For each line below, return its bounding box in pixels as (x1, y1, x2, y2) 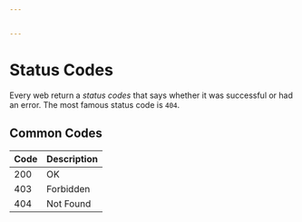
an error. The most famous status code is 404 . (9, 99, 180, 110)
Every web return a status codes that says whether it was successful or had (9, 90, 293, 101)
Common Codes (9, 126, 102, 141)
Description (46, 152, 98, 165)
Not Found (46, 197, 92, 209)
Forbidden (46, 182, 91, 195)
